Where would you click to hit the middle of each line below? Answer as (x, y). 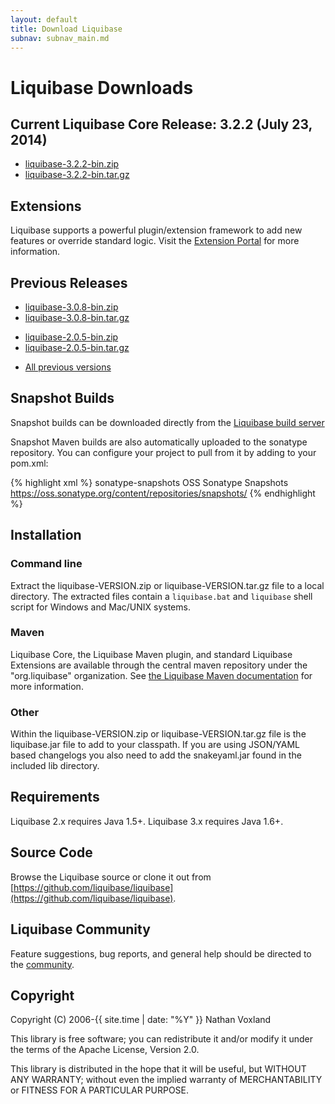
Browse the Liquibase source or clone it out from (111, 877)
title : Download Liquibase (66, 29)
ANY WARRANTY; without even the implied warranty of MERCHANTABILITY (166, 1080)
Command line (46, 564)
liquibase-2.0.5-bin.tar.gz (77, 347)
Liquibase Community (80, 929)
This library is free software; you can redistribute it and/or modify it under (162, 1039)
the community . (42, 964)
